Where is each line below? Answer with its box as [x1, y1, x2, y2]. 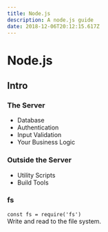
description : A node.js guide [7, 17, 94, 23]
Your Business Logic [17, 138, 76, 147]
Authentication [17, 123, 59, 131]
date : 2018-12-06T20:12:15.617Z [7, 23, 100, 30]
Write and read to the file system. [7, 217, 102, 225]
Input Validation [17, 131, 62, 139]
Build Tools [17, 178, 50, 187]
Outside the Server [7, 156, 72, 165]
